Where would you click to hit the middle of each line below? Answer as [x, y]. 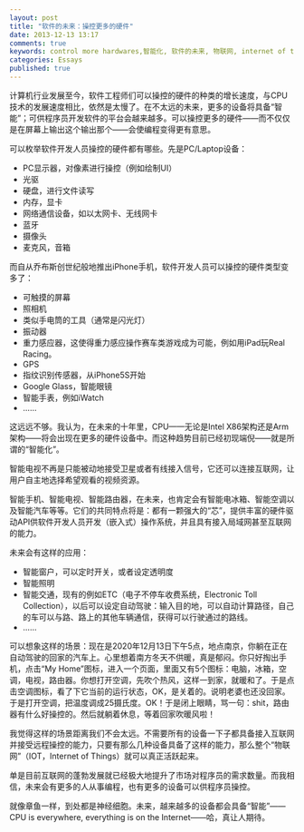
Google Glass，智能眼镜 [67, 386]
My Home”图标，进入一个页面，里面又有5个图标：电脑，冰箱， [162, 669]
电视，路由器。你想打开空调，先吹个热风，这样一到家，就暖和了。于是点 [160, 680]
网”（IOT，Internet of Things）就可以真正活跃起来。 [106, 756]
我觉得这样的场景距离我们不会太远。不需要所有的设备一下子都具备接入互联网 [152, 733]
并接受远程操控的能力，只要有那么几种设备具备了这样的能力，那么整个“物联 [150, 744]
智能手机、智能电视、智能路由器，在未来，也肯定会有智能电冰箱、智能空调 [148, 499]
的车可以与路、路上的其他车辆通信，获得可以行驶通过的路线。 [138, 617]
